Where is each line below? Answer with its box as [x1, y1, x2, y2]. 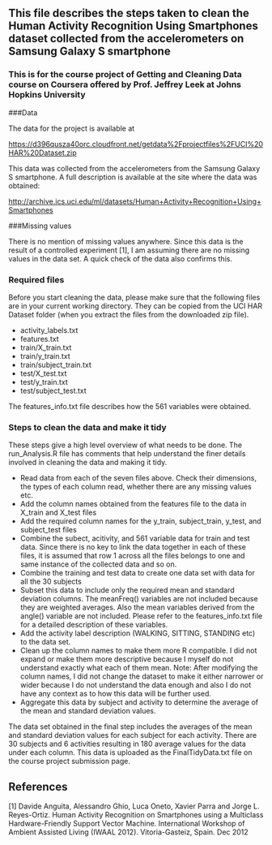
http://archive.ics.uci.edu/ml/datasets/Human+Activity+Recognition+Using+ [8, 196, 261, 206]
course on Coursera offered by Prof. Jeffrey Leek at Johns [8, 79, 241, 90]
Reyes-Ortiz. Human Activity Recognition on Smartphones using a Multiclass [8, 810, 264, 820]
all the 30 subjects [19, 576, 83, 587]
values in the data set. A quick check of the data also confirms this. [8, 253, 233, 263]
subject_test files [19, 525, 77, 535]
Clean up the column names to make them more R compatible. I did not [19, 645, 257, 656]
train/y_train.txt [19, 351, 70, 360]
